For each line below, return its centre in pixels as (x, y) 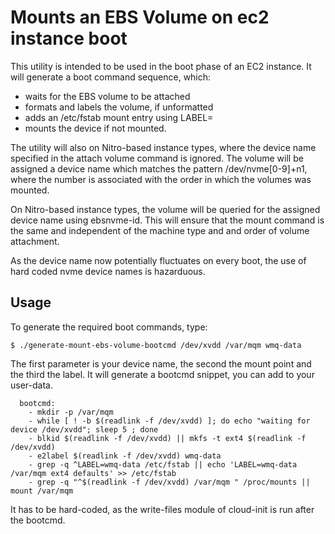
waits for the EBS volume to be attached (107, 96)
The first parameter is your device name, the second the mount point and (161, 363)
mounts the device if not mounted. (95, 128)
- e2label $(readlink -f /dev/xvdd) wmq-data (125, 456)
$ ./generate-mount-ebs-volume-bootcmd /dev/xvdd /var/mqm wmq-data (156, 345)
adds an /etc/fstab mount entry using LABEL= (119, 117)
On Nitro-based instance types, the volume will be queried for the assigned (165, 209)
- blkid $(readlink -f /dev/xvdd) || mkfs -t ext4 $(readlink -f (167, 438)
